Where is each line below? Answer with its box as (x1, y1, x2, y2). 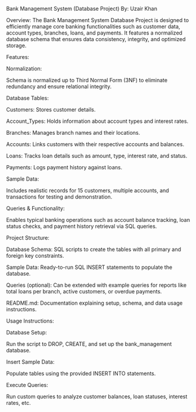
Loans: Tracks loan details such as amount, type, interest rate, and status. (6, 152, 188, 159)
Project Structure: (6, 234, 49, 241)
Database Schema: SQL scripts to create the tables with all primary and (6, 246, 182, 253)
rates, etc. (6, 399, 31, 406)
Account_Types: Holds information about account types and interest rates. (6, 117, 189, 125)
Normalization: (6, 65, 42, 72)
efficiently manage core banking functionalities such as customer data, (6, 23, 181, 30)
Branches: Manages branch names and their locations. (6, 129, 141, 136)
